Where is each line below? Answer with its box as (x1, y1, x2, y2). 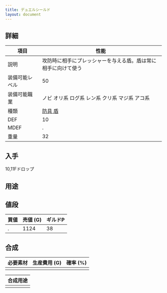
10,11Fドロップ (5, 166, 34, 172)
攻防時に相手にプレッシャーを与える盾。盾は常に (42, 57, 157, 64)
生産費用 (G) (32, 260, 62, 267)
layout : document (5, 12, 41, 17)
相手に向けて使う (42, 65, 82, 72)
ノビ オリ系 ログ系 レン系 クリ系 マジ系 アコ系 (42, 95, 150, 102)
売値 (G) (22, 216, 42, 223)
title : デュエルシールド (5, 7, 51, 12)
